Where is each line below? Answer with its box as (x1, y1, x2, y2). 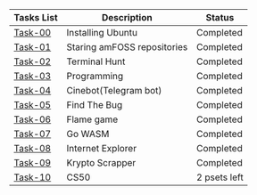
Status (205, 12, 235, 23)
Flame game (66, 113, 119, 126)
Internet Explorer (66, 142, 137, 154)
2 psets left (195, 171, 244, 183)
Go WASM (66, 128, 110, 140)
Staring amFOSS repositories (66, 41, 188, 53)
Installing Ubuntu (66, 27, 138, 38)
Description (101, 12, 153, 23)
